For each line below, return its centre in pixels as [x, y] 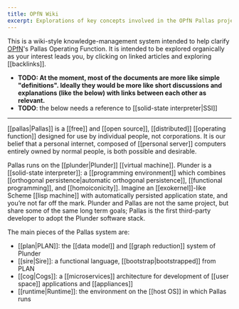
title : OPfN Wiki [33, 14]
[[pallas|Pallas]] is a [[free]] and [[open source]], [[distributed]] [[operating [117, 128]
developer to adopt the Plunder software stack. [76, 218]
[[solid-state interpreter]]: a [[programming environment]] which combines [117, 173]
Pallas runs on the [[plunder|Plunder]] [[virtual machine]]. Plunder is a [110, 165]
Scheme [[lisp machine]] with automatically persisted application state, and [118, 195]
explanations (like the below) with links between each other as [112, 93]
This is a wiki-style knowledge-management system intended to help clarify [118, 41]
